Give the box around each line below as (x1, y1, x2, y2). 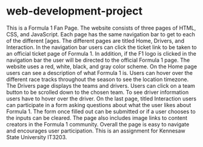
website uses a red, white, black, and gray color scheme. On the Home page (6, 62, 198, 70)
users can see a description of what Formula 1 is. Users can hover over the (6, 69, 193, 76)
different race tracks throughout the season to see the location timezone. (6, 76, 189, 83)
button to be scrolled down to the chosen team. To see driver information (6, 88, 189, 96)
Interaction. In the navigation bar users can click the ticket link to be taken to (6, 44, 197, 51)
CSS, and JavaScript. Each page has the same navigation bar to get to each (6, 30, 196, 38)
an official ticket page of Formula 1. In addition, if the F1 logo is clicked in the (6, 50, 197, 57)
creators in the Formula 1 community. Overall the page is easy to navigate (6, 120, 190, 128)
